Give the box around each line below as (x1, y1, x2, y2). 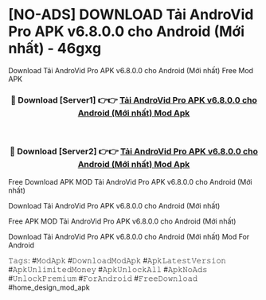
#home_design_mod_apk (8, 282, 90, 292)
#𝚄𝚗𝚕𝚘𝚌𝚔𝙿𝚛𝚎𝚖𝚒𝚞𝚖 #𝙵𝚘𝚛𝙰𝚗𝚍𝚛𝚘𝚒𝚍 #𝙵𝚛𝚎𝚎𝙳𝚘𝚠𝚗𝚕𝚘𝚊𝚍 (8, 273, 198, 283)
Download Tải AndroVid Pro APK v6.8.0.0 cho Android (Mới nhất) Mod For (8, 232, 250, 241)
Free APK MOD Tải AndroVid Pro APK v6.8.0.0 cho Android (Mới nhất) (8, 216, 237, 226)
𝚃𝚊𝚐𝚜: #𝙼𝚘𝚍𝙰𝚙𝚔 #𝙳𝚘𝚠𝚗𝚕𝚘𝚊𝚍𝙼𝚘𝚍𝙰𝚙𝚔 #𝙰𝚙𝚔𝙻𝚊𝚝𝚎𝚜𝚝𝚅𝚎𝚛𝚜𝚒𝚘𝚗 (8, 255, 227, 265)
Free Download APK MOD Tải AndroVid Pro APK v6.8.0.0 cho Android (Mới (8, 177, 252, 186)
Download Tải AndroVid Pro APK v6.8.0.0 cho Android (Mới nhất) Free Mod (8, 65, 253, 75)
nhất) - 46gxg (8, 40, 102, 57)
